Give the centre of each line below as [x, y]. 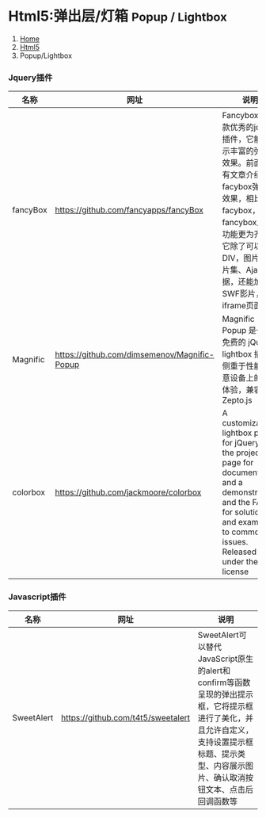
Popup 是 [239, 331]
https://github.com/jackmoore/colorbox [128, 492]
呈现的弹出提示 [226, 694]
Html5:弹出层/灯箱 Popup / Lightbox [118, 16]
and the [236, 503]
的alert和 [214, 671]
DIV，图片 [241, 258]
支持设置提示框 [226, 742]
